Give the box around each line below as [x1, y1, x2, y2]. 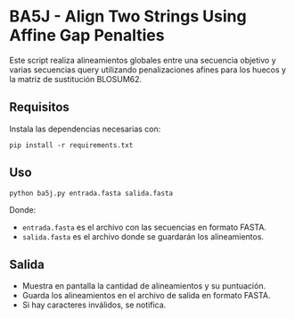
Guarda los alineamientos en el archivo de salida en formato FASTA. [21, 290, 271, 301]
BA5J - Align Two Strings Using [9, 6, 247, 27]
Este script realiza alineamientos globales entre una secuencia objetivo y [9, 55, 276, 65]
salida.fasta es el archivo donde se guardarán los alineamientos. [21, 231, 265, 242]
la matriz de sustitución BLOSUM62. [9, 73, 143, 84]
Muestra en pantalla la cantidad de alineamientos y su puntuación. [21, 281, 266, 291]
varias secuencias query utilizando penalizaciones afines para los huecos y [9, 64, 287, 75]
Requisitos [9, 100, 70, 115]
